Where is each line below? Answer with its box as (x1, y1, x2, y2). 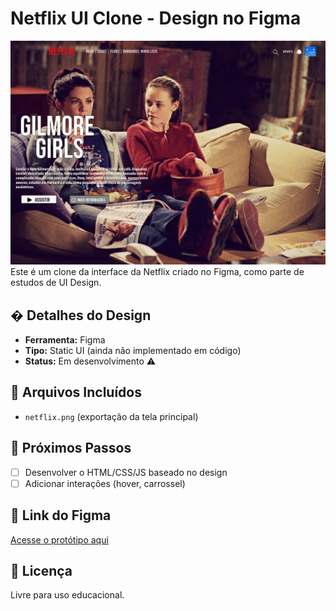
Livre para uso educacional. (10, 589, 125, 601)
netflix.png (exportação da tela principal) (24, 410, 199, 422)
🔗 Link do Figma (10, 507, 112, 524)
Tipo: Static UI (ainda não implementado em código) (24, 345, 242, 357)
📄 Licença (10, 563, 73, 580)
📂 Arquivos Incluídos (10, 384, 142, 401)
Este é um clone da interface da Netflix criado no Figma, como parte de (10, 266, 305, 278)
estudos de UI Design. (10, 277, 102, 289)
